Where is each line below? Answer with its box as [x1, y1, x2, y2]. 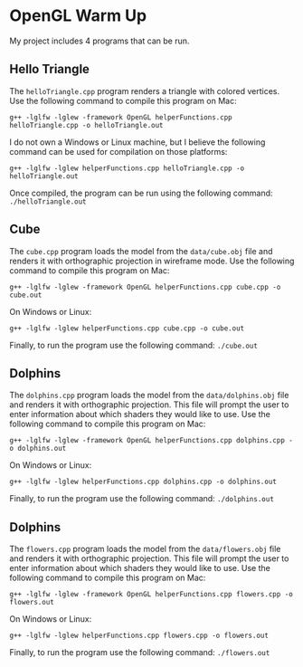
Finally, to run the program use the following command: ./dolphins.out [9, 493, 274, 504]
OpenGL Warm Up [9, 5, 147, 26]
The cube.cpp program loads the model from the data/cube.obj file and [9, 245, 273, 256]
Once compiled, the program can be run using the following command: [9, 187, 273, 198]
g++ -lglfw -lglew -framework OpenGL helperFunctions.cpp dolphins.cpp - [9, 436, 294, 445]
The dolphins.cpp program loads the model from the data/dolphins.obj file [9, 390, 289, 401]
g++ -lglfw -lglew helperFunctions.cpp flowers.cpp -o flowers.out [9, 631, 270, 641]
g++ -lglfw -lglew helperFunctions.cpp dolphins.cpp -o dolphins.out [9, 477, 278, 487]
